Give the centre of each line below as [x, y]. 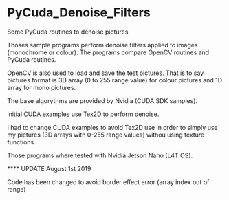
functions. [21, 142]
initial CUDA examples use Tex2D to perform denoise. [83, 114]
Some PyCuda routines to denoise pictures [68, 32]
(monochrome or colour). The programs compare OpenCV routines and [108, 52]
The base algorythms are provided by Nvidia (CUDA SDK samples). [102, 100]
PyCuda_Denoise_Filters [79, 13]
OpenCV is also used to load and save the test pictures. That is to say [106, 73]
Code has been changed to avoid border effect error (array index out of [108, 182]
